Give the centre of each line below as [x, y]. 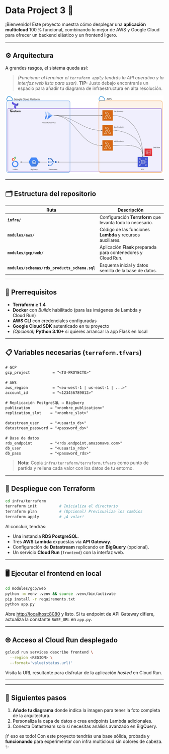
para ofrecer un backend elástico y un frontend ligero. [61, 35]
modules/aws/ [21, 235]
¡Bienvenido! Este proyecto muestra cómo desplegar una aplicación [76, 24]
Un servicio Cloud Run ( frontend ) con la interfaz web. [68, 552]
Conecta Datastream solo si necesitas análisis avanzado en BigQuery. [85, 726]
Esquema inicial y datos [124, 265]
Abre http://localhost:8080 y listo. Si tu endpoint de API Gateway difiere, [80, 614]
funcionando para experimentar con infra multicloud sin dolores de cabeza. [84, 741]
